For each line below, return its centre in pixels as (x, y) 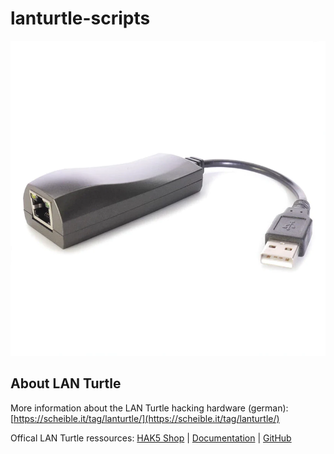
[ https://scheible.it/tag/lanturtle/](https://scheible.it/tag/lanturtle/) (145, 418)
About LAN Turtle (66, 383)
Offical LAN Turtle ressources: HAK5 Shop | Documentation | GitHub (151, 438)
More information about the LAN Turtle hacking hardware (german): (149, 408)
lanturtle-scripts (80, 18)
